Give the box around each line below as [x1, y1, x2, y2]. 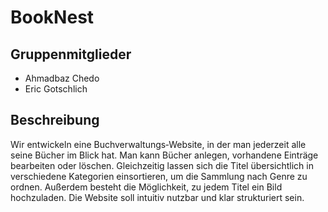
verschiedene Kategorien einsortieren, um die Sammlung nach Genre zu [10, 170, 308, 182]
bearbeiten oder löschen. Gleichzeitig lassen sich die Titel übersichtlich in [10, 159, 314, 171]
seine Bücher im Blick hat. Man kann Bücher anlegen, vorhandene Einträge [10, 149, 319, 161]
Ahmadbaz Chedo [24, 72, 100, 84]
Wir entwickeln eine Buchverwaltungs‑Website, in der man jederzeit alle [10, 138, 307, 150]
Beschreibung [10, 112, 100, 129]
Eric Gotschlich [24, 83, 88, 95]
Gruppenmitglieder [10, 46, 132, 63]
